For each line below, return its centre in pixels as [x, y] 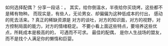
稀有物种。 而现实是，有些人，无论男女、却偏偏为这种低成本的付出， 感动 [86, 13]
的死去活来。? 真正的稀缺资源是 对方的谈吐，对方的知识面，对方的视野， [81, 20]
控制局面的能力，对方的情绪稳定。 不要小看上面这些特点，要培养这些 [81, 26]
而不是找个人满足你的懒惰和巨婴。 [41, 38]
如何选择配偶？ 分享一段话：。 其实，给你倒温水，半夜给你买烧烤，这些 [80, 7]
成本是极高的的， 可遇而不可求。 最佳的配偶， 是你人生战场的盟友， [93, 32]
